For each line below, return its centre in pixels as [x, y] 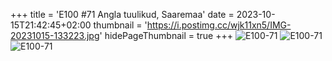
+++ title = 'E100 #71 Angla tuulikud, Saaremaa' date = [122, 14]
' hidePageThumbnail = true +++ [166, 35]
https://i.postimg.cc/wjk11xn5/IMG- [219, 25]
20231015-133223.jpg [55, 35]
